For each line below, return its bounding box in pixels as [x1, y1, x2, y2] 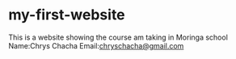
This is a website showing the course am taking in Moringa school [8, 32, 229, 42]
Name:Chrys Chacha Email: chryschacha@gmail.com [8, 40, 184, 50]
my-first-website [8, 6, 125, 24]
